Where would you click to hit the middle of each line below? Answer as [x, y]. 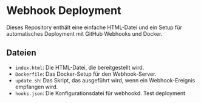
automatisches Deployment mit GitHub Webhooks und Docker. [84, 33]
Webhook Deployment [64, 11]
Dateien [21, 53]
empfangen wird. [36, 87]
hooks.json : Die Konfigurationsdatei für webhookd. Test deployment [100, 93]
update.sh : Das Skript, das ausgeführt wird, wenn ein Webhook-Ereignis [105, 80]
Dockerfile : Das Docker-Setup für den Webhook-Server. [86, 74]
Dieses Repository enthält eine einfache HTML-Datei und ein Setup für [94, 27]
